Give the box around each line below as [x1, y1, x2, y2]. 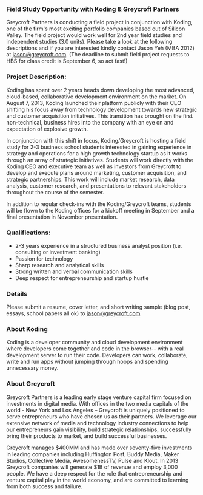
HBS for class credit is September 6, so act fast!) [6, 57, 128, 65]
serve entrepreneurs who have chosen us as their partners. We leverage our [6, 412, 197, 420]
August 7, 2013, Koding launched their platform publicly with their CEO [6, 99, 182, 106]
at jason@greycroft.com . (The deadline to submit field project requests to [6, 51, 190, 58]
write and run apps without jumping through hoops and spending [6, 358, 168, 366]
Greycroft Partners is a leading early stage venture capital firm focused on [6, 394, 192, 401]
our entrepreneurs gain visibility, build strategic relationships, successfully [6, 426, 192, 433]
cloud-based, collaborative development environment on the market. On [6, 93, 187, 100]
